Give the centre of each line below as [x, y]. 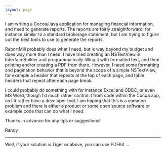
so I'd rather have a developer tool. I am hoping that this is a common [76, 100]
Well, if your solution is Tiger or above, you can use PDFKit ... [67, 144]
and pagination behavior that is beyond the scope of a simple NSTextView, [81, 70]
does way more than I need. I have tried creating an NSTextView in [73, 54]
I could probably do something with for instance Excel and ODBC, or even [80, 90]
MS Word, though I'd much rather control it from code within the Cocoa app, [83, 95]
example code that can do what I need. [45, 111]
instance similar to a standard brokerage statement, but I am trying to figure [82, 34]
